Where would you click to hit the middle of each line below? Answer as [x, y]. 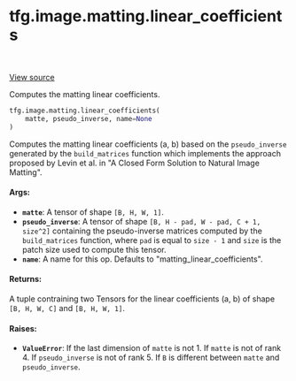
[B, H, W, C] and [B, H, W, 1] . [67, 308]
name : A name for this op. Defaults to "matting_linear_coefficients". [142, 259]
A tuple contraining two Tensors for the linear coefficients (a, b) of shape [142, 299]
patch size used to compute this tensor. [94, 249]
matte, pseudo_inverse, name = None [89, 118]
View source [32, 77]
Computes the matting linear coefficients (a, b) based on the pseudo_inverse [148, 144]
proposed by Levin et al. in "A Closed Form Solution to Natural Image [134, 163]
